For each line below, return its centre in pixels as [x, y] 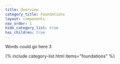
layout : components [25, 19]
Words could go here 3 [28, 47]
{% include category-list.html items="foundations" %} [60, 56]
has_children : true [25, 32]
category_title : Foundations [35, 14]
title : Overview [22, 10]
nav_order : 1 [19, 23]
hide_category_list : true [32, 28]
